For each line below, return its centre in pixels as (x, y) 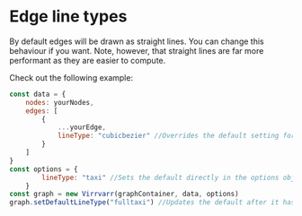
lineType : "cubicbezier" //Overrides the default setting (168, 136)
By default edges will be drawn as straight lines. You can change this (137, 41)
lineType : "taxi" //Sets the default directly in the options (160, 177)
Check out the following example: (71, 77)
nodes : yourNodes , (60, 102)
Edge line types (68, 17)
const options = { (44, 169)
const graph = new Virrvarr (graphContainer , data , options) (124, 194)
